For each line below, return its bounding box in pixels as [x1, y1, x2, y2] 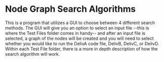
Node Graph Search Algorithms [5, 3, 136, 15]
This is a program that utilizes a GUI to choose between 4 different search [5, 20, 155, 26]
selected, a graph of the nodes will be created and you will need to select [5, 35, 154, 41]
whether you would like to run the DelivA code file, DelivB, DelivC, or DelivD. [5, 40, 159, 46]
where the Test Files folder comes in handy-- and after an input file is [5, 30, 145, 36]
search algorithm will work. [5, 51, 60, 57]
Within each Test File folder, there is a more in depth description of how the [5, 46, 158, 52]
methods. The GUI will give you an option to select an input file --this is [5, 25, 149, 31]
